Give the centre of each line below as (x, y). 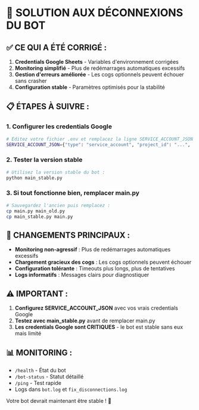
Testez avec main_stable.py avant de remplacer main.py (85, 321)
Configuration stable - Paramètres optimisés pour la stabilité (90, 87)
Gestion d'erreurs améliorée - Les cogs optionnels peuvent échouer (99, 74)
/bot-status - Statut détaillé (49, 377)
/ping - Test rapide (38, 383)
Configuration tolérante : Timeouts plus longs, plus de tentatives (95, 269)
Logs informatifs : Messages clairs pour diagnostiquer (82, 275)
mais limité (28, 334)
